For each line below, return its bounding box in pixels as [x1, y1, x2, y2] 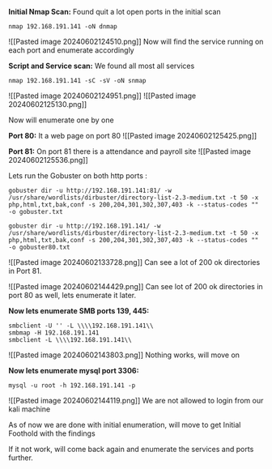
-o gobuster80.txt [8, 243, 70, 251]
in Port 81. [8, 266, 42, 275]
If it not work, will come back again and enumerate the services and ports [8, 445, 254, 454]
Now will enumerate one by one [8, 115, 115, 125]
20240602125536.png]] [8, 156, 88, 164]
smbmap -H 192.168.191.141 [8, 329, 100, 337]
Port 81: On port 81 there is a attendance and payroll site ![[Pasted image [8, 147, 251, 156]
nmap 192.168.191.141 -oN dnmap [8, 23, 117, 31]
